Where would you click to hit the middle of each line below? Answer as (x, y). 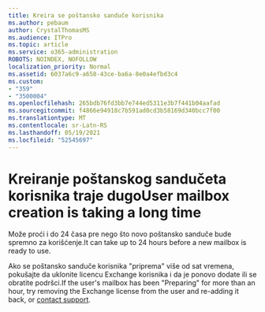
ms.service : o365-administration (63, 52)
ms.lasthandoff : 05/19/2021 (54, 132)
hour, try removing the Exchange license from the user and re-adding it (123, 292)
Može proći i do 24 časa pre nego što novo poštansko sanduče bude (120, 234)
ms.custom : (26, 81)
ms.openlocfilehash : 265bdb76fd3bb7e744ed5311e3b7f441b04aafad (114, 103)
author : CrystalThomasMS (49, 30)
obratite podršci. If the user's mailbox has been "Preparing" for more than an (132, 283)
